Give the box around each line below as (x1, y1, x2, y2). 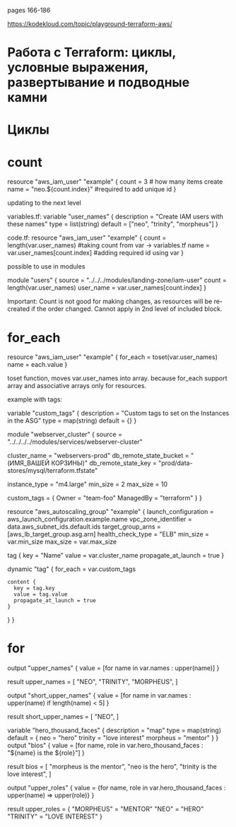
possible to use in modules (7, 262, 85, 271)
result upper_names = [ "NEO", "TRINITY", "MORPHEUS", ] (7, 678, 178, 686)
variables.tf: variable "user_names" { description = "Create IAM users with (7, 212, 224, 221)
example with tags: (7, 395, 62, 404)
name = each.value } (7, 360, 68, 369)
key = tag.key (13, 585, 55, 592)
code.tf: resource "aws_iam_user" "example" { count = (7, 233, 167, 242)
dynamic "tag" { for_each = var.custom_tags (7, 565, 136, 573)
